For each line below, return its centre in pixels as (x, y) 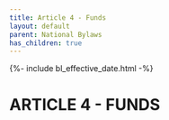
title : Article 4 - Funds (58, 18)
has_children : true (46, 43)
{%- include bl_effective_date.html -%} (81, 69)
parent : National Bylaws (56, 34)
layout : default (40, 26)
